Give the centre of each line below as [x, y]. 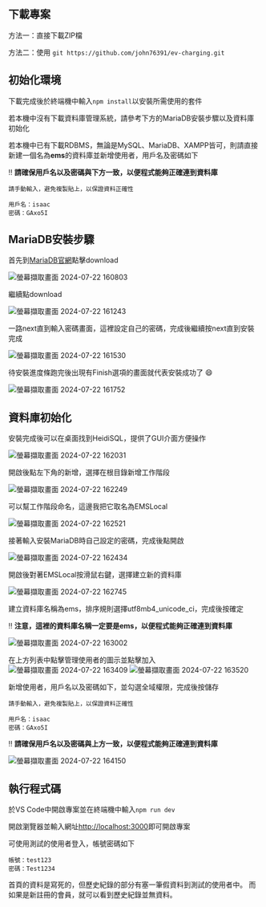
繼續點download [35, 295]
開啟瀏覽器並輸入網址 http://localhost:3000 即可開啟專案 [99, 827]
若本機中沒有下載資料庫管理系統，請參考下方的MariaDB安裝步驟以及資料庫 [131, 118]
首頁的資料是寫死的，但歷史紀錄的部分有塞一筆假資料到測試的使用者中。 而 [132, 885]
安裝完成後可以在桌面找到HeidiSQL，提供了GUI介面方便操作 [107, 438]
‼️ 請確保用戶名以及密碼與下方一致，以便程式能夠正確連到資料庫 [113, 172]
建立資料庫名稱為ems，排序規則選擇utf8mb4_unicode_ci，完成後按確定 [126, 609]
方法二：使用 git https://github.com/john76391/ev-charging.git [117, 52]
